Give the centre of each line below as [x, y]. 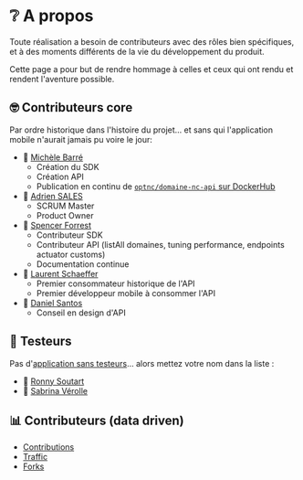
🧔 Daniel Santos [52, 303]
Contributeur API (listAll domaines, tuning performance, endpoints [160, 244]
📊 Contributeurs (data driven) [97, 420]
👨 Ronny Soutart [53, 381]
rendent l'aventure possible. [62, 79]
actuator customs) [71, 254]
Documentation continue [83, 264]
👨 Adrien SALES [53, 196]
